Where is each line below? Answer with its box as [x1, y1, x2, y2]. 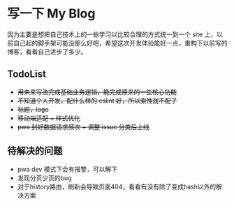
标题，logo [17, 105, 49, 113]
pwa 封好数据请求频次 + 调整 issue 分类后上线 [17, 122, 149, 131]
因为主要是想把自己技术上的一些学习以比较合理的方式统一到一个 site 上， [7, 30, 217, 38]
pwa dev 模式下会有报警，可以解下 [17, 165, 117, 173]
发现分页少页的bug [17, 173, 72, 182]
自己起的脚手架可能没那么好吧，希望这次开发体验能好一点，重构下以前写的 [13, 38, 228, 47]
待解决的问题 [7, 145, 63, 157]
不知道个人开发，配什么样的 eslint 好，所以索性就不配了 [17, 96, 177, 105]
